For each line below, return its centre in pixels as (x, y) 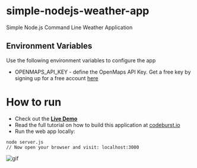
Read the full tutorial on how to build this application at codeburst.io (97, 125)
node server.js (25, 142)
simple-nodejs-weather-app (78, 11)
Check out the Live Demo (46, 118)
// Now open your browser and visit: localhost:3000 (73, 147)
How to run (34, 102)
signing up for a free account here (57, 78)
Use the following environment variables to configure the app (81, 60)
